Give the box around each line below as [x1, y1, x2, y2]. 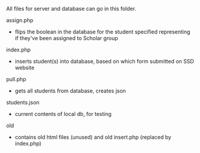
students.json [6, 99, 40, 106]
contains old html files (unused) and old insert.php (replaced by [14, 134, 171, 140]
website [14, 64, 35, 71]
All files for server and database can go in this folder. [6, 5, 136, 12]
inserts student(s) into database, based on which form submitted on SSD [14, 58, 194, 65]
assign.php [6, 17, 34, 23]
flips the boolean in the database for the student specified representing [14, 28, 190, 35]
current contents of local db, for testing [14, 111, 112, 117]
